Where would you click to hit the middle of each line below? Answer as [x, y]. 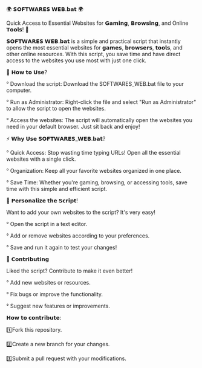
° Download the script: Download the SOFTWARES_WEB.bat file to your [95, 84]
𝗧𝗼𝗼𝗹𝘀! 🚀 [18, 29]
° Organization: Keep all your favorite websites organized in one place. [94, 171]
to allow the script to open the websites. [56, 108]
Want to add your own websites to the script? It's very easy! [81, 212]
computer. [19, 90]
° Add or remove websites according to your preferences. [78, 236]
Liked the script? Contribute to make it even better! [70, 271]
